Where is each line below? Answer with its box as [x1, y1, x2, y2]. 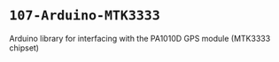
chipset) [9, 43, 40, 53]
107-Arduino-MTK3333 [9, 7, 161, 24]
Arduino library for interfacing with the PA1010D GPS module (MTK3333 [9, 33, 271, 43]
